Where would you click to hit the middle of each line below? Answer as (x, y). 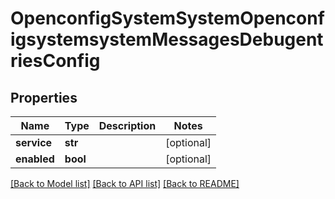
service (34, 142)
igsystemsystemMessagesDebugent (167, 39)
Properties (44, 97)
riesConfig (55, 61)
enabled (35, 159)
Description (127, 125)
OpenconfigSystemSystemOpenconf (167, 18)
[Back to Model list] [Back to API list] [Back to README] (125, 183)
